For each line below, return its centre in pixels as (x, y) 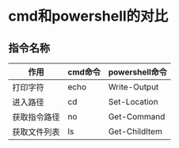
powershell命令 (138, 72)
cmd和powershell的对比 (88, 16)
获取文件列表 (36, 132)
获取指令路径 (36, 117)
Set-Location (133, 102)
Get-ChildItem (135, 131)
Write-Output (133, 87)
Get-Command (137, 117)
